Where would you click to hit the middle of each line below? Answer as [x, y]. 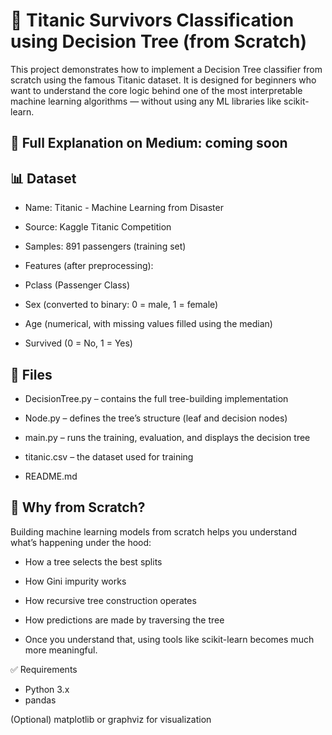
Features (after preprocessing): [89, 266]
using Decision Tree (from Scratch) [159, 41]
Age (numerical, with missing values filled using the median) [148, 324]
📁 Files [31, 374]
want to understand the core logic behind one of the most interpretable [156, 90]
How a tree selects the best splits [93, 561]
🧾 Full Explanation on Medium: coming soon [149, 143]
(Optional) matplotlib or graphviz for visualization [111, 719]
